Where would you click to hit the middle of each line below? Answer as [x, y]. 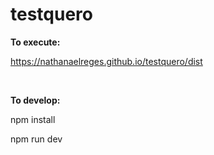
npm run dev [36, 139]
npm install [33, 119]
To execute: [35, 42]
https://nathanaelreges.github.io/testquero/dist [106, 61]
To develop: [35, 100]
